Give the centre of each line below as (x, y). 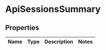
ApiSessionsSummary (53, 9)
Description (59, 42)
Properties (22, 28)
